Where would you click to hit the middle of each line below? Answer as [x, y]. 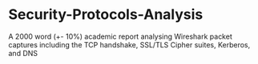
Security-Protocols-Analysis [106, 15]
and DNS [23, 53]
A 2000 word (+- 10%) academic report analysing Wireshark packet [120, 36]
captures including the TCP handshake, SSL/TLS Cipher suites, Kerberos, [129, 44]
